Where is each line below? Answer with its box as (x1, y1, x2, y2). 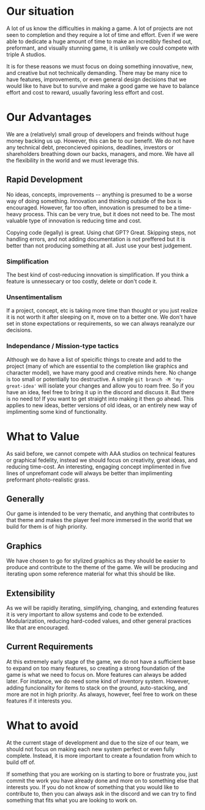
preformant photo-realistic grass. (6, 476, 90, 483)
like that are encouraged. (6, 623, 70, 631)
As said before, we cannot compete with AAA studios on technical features (6, 450, 196, 457)
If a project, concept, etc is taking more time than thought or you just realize (6, 307, 198, 314)
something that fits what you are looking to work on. (6, 796, 138, 804)
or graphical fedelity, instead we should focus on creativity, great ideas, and (6, 456, 198, 464)
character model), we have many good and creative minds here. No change (6, 368, 197, 376)
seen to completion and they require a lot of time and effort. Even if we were (6, 31, 199, 38)
